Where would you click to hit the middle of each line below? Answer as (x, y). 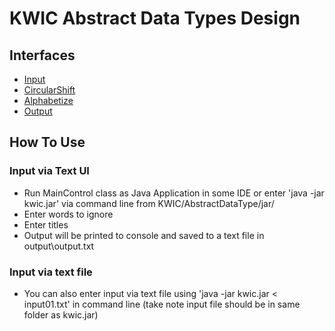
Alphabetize (48, 100)
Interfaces (42, 55)
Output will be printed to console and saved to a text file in (144, 235)
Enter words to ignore (68, 214)
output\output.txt (59, 246)
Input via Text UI (49, 171)
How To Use (47, 142)
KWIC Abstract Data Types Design (155, 18)
